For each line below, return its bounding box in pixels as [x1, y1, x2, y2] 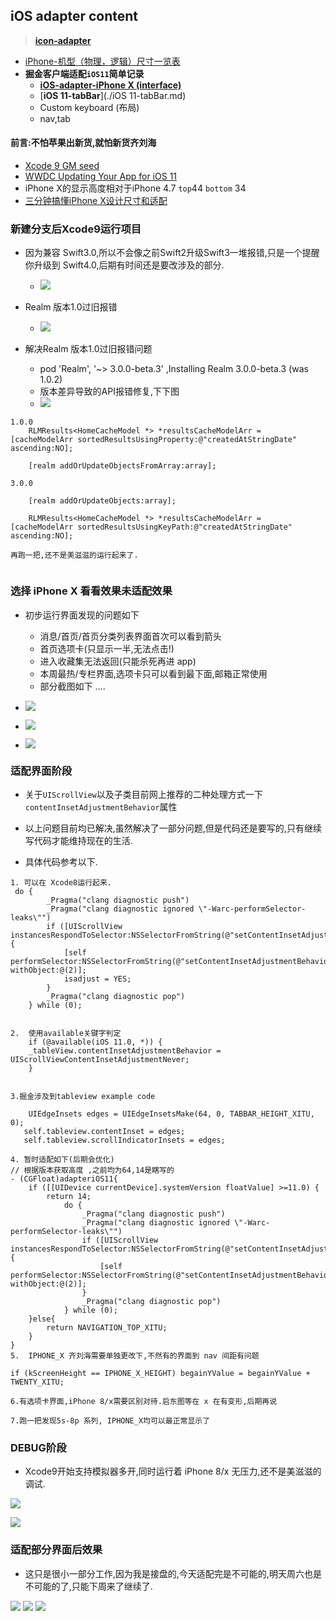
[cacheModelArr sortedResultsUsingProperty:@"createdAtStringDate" [10, 435, 298, 445]
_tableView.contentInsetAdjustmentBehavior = [28, 1045, 222, 1056]
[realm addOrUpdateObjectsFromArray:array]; [28, 461, 217, 471]
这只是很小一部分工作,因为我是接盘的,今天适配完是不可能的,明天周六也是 [24, 1567, 322, 1579]
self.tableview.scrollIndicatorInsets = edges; [23, 1135, 226, 1145]
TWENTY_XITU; [10, 1377, 65, 1387]
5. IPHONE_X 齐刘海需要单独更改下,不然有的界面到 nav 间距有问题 [10, 1350, 260, 1361]
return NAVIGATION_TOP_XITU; [46, 1322, 168, 1333]
